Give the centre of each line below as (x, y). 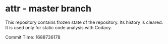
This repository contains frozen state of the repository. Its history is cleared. (84, 22)
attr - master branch (48, 9)
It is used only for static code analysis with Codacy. (59, 27)
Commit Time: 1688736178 (33, 37)
